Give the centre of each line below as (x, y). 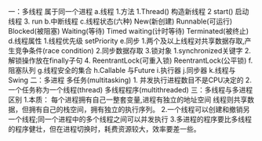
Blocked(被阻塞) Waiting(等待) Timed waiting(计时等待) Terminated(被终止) (129, 31)
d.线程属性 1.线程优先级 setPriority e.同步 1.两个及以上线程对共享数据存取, (126, 41)
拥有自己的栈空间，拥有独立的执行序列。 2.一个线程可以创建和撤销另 (139, 109)
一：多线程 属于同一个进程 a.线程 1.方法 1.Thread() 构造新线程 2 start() (121, 11)
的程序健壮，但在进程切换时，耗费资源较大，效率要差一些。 (104, 129)
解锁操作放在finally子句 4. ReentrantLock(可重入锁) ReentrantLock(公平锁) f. (131, 60)
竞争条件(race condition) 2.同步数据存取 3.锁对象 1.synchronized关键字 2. (133, 51)
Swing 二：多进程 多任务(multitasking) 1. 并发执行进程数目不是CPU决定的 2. (130, 80)
